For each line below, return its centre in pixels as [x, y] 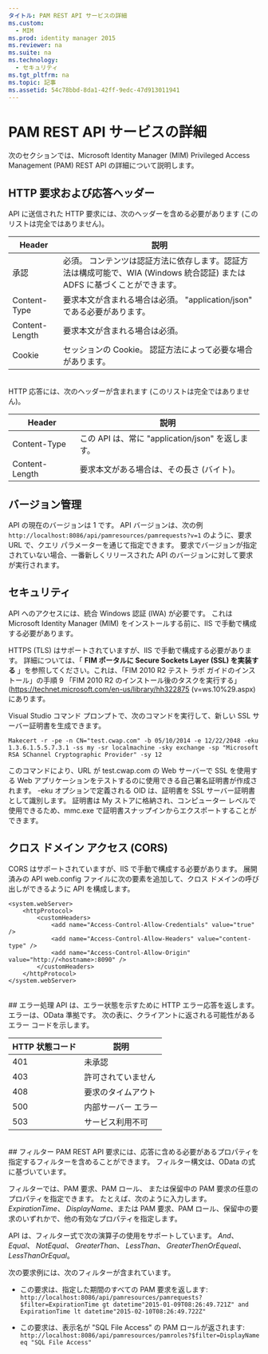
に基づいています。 [39, 1171]
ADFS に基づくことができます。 [122, 285]
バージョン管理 [45, 504]
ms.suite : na [30, 53]
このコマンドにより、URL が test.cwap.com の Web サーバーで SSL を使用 [130, 770]
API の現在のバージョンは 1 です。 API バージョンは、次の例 [106, 525]
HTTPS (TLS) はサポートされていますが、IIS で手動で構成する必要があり [127, 650]
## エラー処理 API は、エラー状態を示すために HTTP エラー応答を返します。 [134, 1005]
